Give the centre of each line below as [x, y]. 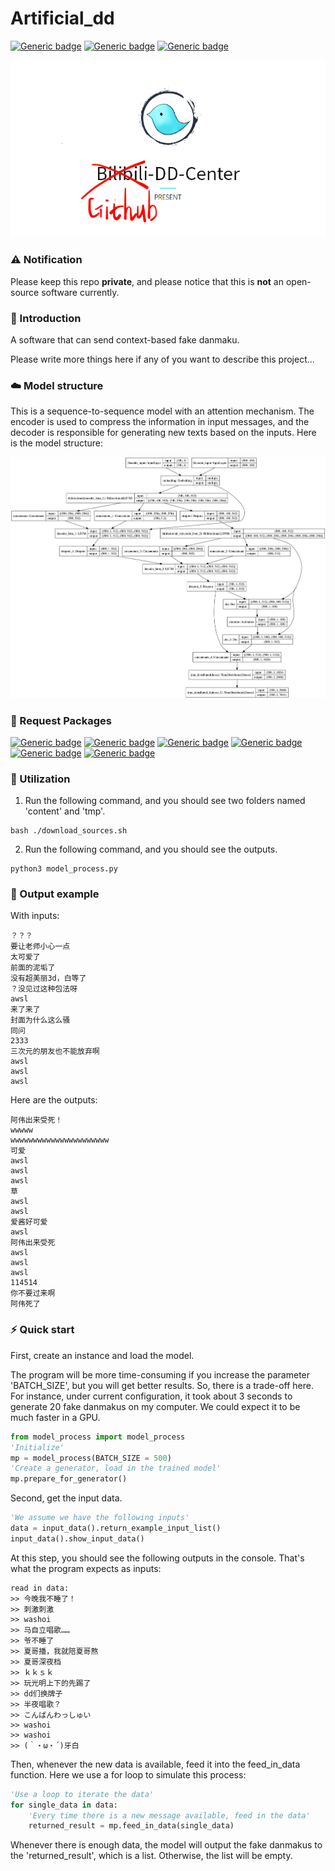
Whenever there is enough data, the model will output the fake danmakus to [166, 1845]
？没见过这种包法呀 [44, 989]
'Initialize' [37, 1447]
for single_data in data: [64, 1805]
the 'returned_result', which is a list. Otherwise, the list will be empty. [151, 1856]
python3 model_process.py [64, 869]
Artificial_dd [62, 18]
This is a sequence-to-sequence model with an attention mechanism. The [162, 411]
